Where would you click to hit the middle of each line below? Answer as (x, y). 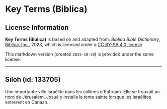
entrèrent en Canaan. (27, 102)
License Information (37, 27)
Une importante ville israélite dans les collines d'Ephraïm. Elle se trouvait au (83, 91)
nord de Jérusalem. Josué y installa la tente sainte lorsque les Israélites (78, 97)
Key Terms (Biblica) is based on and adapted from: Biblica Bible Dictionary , (83, 39)
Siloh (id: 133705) (33, 80)
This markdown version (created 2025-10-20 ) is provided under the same (80, 54)
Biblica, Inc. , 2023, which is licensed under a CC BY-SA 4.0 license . (74, 45)
